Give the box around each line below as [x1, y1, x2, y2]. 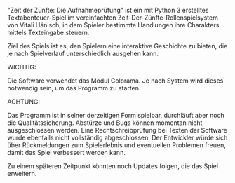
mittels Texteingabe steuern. [7, 28, 90, 36]
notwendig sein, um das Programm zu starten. [7, 84, 141, 92]
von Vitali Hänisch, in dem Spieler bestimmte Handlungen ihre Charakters [7, 21, 220, 29]
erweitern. [7, 170, 37, 177]
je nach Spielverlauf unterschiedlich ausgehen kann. [7, 49, 159, 57]
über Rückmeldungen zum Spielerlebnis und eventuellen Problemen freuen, [7, 141, 226, 149]
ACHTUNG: [7, 97, 41, 106]
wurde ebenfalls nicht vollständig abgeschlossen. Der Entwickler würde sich [7, 133, 228, 142]
